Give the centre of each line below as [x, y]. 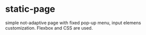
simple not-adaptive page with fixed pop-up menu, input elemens [73, 23]
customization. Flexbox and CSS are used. [49, 28]
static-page [30, 9]
